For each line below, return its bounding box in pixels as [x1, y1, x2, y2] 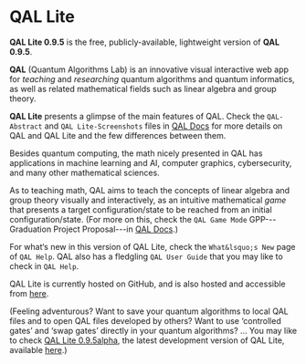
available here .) [9, 344, 68, 355]
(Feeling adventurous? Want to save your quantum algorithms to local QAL [9, 306, 290, 317]
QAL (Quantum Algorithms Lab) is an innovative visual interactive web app [9, 64, 290, 75]
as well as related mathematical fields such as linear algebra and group [9, 83, 277, 94]
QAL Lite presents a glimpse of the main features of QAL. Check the [9, 110, 265, 121]
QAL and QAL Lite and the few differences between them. [9, 130, 227, 140]
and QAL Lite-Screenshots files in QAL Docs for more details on [44, 120, 283, 131]
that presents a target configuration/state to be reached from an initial [9, 203, 272, 215]
